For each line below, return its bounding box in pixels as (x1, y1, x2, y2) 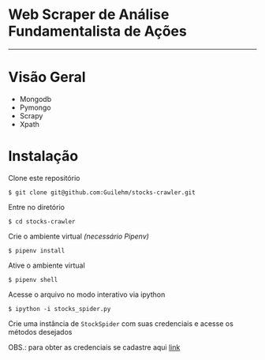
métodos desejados (8, 327, 73, 336)
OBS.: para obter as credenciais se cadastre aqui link (8, 342, 181, 352)
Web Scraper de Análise (8, 6, 170, 24)
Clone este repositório (8, 173, 80, 182)
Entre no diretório (8, 202, 65, 212)
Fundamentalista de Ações (8, 22, 187, 40)
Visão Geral (8, 69, 86, 86)
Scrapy (19, 111, 43, 120)
